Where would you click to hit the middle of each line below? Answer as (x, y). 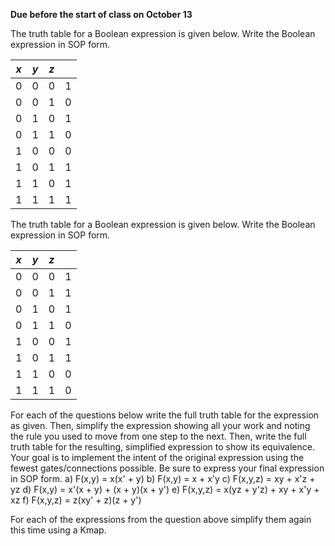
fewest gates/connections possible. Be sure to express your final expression (167, 468)
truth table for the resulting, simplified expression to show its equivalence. (162, 447)
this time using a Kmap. (58, 530)
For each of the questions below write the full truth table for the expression (165, 415)
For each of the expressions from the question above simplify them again (161, 519)
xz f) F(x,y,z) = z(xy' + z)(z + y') (76, 500)
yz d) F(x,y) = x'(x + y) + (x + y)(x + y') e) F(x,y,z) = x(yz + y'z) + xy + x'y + (165, 489)
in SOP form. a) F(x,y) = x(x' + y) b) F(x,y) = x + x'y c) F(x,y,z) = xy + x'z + (163, 478)
